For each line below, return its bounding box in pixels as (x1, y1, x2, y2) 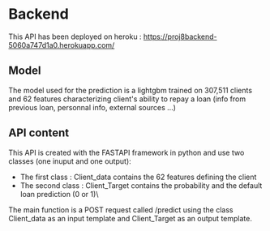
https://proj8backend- (143, 32, 217, 41)
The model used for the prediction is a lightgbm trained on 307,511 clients (8, 85, 253, 95)
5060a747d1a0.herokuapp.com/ (8, 40, 115, 49)
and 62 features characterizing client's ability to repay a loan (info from (8, 94, 246, 104)
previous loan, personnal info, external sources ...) (8, 102, 177, 112)
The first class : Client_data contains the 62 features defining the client (19, 172, 257, 182)
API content (8, 126, 70, 140)
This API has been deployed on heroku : (8, 32, 142, 41)
